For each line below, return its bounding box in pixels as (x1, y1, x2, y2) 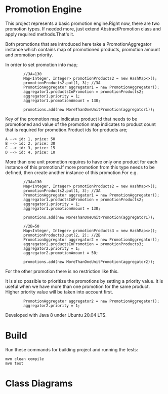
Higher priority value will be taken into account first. (5, 288, 113, 295)
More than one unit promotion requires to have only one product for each (5, 158, 158, 165)
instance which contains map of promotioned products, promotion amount (5, 46, 160, 52)
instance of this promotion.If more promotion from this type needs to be (5, 164, 155, 170)
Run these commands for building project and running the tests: (5, 346, 138, 352)
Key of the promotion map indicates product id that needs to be (5, 116, 138, 122)
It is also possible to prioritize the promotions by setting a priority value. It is (5, 278, 163, 284)
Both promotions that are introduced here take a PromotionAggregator (5, 41, 152, 47)
